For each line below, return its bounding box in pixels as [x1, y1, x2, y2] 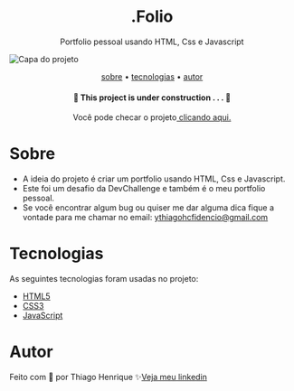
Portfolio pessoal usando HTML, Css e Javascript [60, 36, 244, 47]
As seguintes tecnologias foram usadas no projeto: [9, 274, 199, 284]
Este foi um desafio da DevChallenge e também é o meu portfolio [22, 183, 266, 194]
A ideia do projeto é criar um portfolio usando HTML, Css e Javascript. [22, 173, 286, 184]
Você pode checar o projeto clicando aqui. [72, 112, 232, 123]
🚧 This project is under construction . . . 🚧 [72, 92, 232, 103]
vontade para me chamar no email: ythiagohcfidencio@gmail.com [22, 212, 269, 223]
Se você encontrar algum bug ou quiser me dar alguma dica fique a [22, 202, 274, 213]
